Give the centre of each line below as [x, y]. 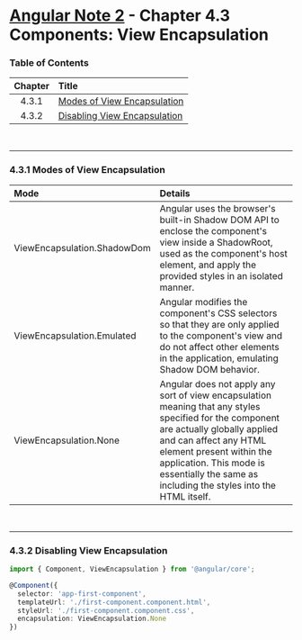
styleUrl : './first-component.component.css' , [106, 610]
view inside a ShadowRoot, [216, 242]
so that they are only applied [220, 324]
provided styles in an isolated [221, 275]
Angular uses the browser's [218, 208]
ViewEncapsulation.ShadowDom [82, 248]
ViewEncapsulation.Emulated [75, 336]
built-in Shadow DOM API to [220, 220]
